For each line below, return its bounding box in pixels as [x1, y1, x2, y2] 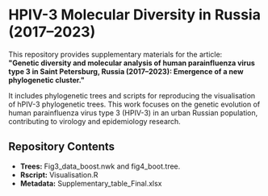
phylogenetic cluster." [8, 75, 85, 85]
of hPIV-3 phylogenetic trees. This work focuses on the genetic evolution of [8, 99, 261, 109]
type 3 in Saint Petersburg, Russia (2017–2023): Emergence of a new [8, 66, 244, 76]
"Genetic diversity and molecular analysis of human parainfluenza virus [8, 58, 256, 68]
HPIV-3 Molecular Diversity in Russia [8, 6, 261, 24]
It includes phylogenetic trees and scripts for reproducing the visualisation [8, 90, 256, 100]
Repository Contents [8, 140, 115, 154]
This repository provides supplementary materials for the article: [8, 49, 223, 59]
